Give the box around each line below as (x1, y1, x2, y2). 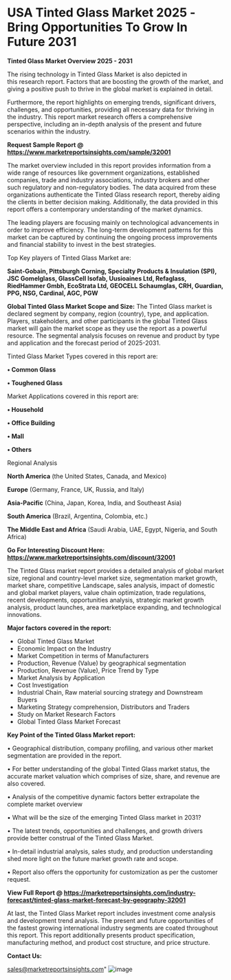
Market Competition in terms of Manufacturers (16, 651, 149, 660)
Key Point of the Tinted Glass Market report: (7, 730, 136, 739)
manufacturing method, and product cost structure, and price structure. (7, 938, 210, 946)
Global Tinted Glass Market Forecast (16, 717, 121, 726)
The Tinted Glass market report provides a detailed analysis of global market (7, 566, 224, 575)
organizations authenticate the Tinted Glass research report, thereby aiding (7, 190, 220, 199)
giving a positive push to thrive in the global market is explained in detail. (7, 85, 213, 93)
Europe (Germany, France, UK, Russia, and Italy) (7, 485, 144, 493)
